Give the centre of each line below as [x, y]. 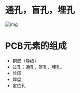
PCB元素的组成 [36, 46]
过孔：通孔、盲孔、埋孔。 [39, 67]
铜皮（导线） [25, 61]
